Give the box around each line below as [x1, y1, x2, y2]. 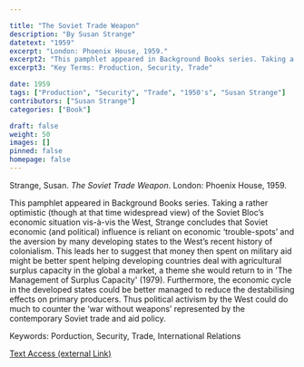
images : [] [9, 138, 51, 148]
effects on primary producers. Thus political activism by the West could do [9, 294, 289, 304]
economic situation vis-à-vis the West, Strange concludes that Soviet [9, 217, 269, 227]
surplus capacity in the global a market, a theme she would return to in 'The [9, 265, 293, 275]
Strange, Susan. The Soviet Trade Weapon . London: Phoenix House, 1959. [9, 179, 288, 190]
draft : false [9, 121, 59, 130]
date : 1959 [9, 80, 51, 89]
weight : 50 [9, 130, 51, 139]
